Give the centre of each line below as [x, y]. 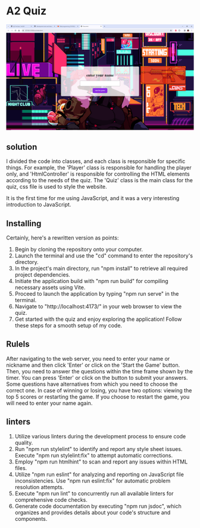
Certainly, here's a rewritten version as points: [62, 238]
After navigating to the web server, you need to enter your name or [88, 358]
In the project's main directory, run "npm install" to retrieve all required [101, 268]
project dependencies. [42, 275]
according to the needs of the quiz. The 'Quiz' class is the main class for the [100, 180]
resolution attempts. [39, 487]
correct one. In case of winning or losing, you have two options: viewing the [99, 390]
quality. [24, 443]
